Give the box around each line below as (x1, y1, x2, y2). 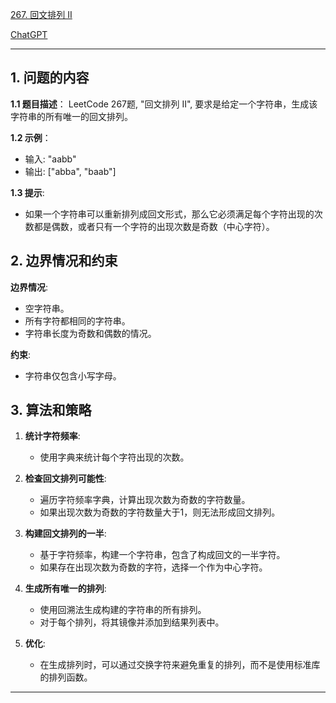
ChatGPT (10, 29, 48, 40)
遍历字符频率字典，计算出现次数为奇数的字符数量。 (39, 494, 251, 506)
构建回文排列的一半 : (24, 528, 107, 540)
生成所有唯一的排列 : (24, 583, 107, 595)
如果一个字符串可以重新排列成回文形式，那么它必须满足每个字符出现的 (24, 208, 315, 220)
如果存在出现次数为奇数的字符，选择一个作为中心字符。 (39, 561, 268, 573)
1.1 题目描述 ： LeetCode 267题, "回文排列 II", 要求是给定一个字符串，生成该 (10, 98, 318, 110)
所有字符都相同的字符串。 (24, 314, 131, 327)
